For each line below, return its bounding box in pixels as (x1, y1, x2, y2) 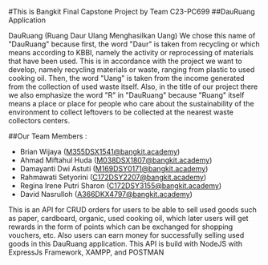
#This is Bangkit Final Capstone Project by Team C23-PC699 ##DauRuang (8, 7, 255, 16)
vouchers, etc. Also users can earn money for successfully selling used (8, 231, 245, 239)
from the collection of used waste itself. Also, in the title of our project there (8, 82, 258, 91)
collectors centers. (8, 116, 71, 125)
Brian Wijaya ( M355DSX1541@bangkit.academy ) (19, 147, 181, 156)
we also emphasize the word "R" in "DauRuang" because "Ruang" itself (8, 90, 245, 99)
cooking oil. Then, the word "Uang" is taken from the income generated (8, 74, 245, 82)
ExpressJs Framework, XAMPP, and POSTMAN (8, 247, 164, 257)
